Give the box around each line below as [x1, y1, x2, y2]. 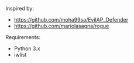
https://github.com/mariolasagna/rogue [13, 23, 109, 29]
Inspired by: [5, 5, 35, 12]
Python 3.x [13, 45, 40, 52]
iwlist [13, 51, 27, 58]
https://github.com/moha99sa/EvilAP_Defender [13, 16, 129, 23]
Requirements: [5, 34, 40, 40]
